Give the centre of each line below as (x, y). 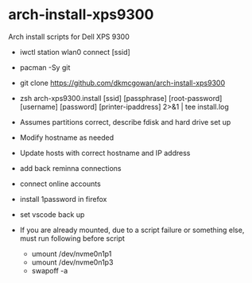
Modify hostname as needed (67, 138)
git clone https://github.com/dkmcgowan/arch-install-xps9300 (122, 83)
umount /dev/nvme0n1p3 (72, 262)
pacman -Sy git (45, 67)
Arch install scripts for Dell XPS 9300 (69, 37)
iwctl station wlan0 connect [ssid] (75, 52)
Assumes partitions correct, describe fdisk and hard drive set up (125, 122)
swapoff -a (50, 270)
